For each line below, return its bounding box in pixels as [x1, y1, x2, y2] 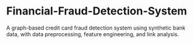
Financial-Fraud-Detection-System [6, 4, 188, 18]
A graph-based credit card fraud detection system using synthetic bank [6, 24, 186, 31]
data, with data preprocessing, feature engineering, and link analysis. [6, 30, 179, 37]
